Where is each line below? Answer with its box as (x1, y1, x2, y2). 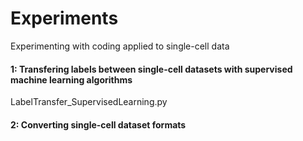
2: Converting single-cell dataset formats (10, 118, 187, 131)
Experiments (10, 7, 119, 30)
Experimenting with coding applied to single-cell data (10, 40, 230, 52)
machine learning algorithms (10, 73, 133, 86)
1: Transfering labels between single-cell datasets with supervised (10, 63, 293, 75)
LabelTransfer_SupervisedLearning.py (10, 96, 168, 108)
